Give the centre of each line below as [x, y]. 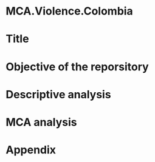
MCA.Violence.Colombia [69, 11]
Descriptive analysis [58, 94]
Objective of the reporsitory [77, 66]
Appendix [31, 150]
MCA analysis [41, 122]
